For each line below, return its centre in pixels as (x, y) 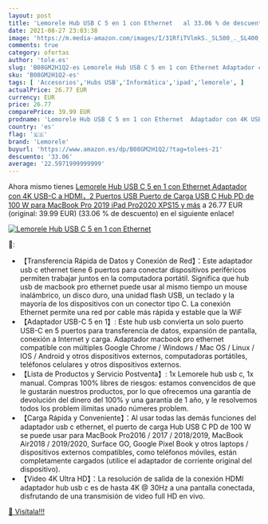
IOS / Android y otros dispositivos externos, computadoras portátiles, (134, 357)
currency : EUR (32, 97)
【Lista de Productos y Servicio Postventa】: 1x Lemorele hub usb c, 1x (136, 374)
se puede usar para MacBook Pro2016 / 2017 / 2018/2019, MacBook (131, 435)
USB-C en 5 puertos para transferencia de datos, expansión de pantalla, (138, 331)
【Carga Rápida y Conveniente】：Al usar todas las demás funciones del (138, 418)
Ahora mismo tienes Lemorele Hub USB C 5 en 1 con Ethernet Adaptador (128, 187)
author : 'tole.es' (39, 61)
